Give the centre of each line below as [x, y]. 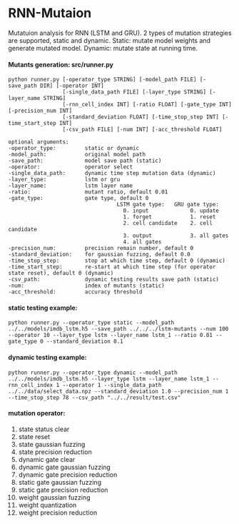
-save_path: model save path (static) [85, 161]
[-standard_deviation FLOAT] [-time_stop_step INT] [141, 117]
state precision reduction [55, 452]
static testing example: [43, 308]
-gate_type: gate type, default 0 [78, 198]
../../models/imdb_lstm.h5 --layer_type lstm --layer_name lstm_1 [109, 379]
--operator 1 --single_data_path [112, 385]
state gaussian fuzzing [52, 444]
